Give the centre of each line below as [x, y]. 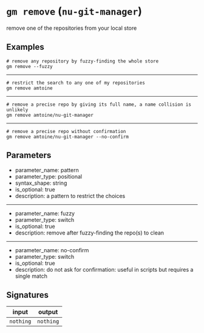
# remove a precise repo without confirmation [66, 131]
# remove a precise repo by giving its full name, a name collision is [99, 105]
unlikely [17, 110]
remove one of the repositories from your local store [72, 28]
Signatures [28, 295]
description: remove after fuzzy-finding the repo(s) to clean [90, 233]
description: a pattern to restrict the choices [70, 196]
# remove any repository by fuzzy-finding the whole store [83, 61]
